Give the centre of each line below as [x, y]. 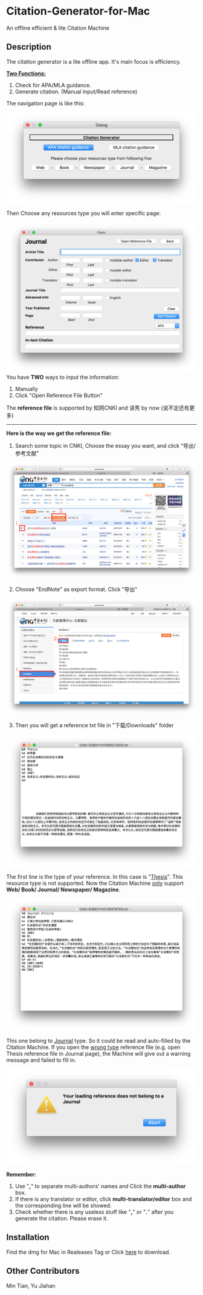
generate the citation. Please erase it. [61, 1219]
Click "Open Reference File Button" [59, 395]
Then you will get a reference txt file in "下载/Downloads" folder [94, 725]
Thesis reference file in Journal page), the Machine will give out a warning [98, 1053]
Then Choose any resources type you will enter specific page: [84, 213]
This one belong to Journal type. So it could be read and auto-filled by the [98, 1040]
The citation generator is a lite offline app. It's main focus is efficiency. [94, 61]
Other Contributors [43, 1271]
